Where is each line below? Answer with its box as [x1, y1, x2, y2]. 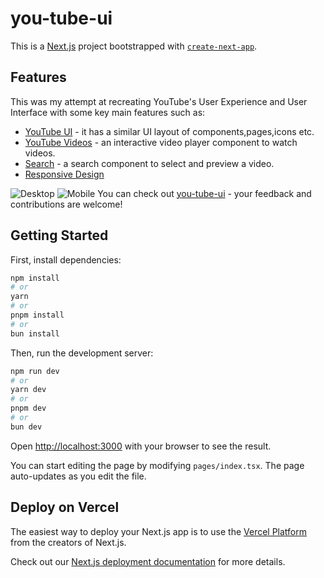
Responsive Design [24, 168, 105, 180]
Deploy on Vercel [10, 499, 120, 516]
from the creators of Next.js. [10, 536, 127, 548]
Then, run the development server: [10, 347, 154, 359]
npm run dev [10, 366, 60, 376]
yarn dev [10, 385, 47, 395]
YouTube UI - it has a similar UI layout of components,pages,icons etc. [24, 125, 315, 137]
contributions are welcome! [10, 198, 123, 210]
